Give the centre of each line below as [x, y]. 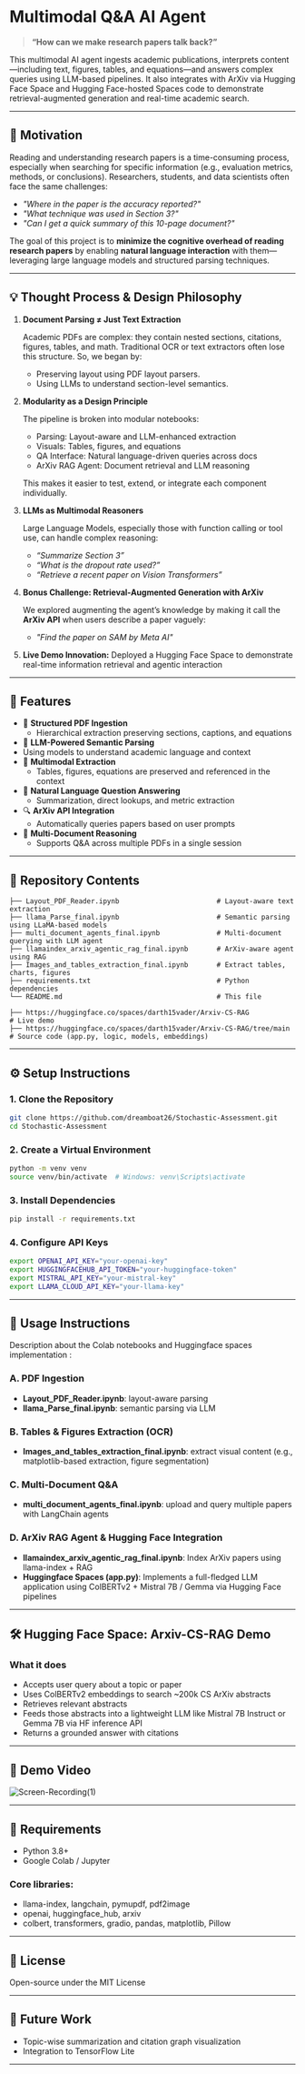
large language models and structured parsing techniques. [160, 260]
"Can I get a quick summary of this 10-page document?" [128, 223]
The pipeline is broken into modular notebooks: [111, 418]
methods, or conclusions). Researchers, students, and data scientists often [149, 176]
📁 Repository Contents [75, 880]
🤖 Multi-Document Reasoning [80, 833]
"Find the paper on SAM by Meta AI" [105, 637]
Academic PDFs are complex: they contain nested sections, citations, [152, 337]
